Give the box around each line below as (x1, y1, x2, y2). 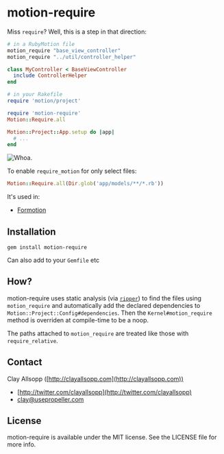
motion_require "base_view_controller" (7, 47, 121, 54)
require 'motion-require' (7, 110, 81, 117)
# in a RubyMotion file (7, 40, 75, 47)
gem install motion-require (7, 244, 88, 251)
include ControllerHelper (13, 72, 88, 80)
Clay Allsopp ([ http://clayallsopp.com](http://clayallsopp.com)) (7, 374, 184, 383)
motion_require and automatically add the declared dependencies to (7, 301, 201, 309)
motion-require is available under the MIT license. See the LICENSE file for (7, 433, 217, 442)
